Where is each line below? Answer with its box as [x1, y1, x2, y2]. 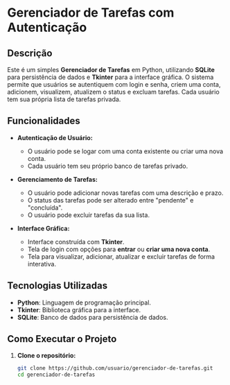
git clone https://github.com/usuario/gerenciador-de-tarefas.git [17, 365, 213, 372]
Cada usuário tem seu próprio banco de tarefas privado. [27, 162, 188, 170]
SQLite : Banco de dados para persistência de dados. [17, 313, 168, 321]
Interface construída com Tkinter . [27, 237, 125, 246]
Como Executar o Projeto [7, 333, 117, 345]
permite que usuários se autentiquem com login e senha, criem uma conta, [7, 80, 221, 88]
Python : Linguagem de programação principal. [17, 298, 151, 307]
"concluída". [27, 203, 63, 212]
